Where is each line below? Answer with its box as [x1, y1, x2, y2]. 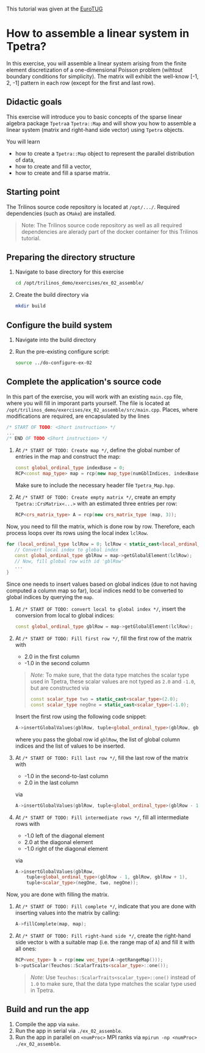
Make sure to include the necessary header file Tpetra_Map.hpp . [15, 482, 175, 489]
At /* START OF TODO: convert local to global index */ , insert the [15, 605, 186, 613]
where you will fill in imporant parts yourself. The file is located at [6, 399, 170, 407]
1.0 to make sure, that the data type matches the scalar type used [30, 980, 196, 987]
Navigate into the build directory [15, 336, 96, 343]
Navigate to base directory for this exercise [15, 268, 124, 275]
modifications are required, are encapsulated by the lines [6, 412, 150, 420]
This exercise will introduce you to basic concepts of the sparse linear [6, 113, 182, 120]
